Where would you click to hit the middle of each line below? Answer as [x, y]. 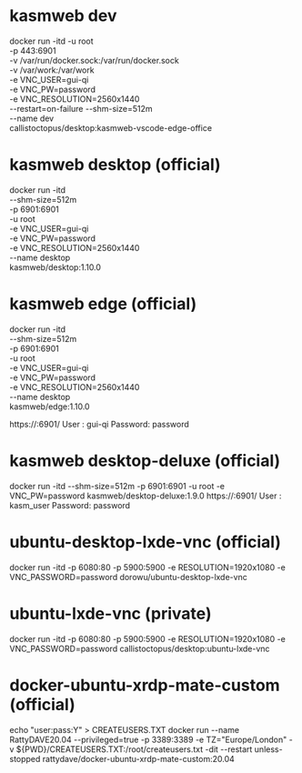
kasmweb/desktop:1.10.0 [55, 267]
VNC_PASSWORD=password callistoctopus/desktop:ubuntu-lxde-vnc [140, 648]
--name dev [32, 118]
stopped [25, 758]
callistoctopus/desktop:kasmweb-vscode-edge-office [111, 127]
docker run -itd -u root [51, 41]
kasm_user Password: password [70, 505]
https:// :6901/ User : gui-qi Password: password [99, 424]
